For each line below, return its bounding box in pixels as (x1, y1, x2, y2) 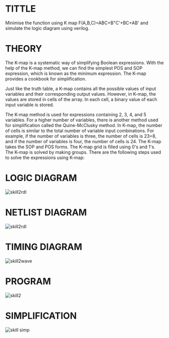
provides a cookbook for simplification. (5, 75, 87, 81)
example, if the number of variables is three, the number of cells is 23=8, (5, 133, 157, 139)
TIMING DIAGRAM (5, 241, 82, 252)
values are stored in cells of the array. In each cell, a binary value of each (5, 96, 157, 102)
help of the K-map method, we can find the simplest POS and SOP (5, 65, 143, 71)
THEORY (5, 43, 42, 55)
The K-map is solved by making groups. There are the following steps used (5, 149, 161, 155)
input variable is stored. (5, 102, 54, 108)
